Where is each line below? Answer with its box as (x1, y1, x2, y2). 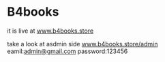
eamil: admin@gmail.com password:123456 (7, 47, 128, 55)
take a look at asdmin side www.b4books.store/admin (7, 40, 158, 48)
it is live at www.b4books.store (7, 27, 94, 35)
